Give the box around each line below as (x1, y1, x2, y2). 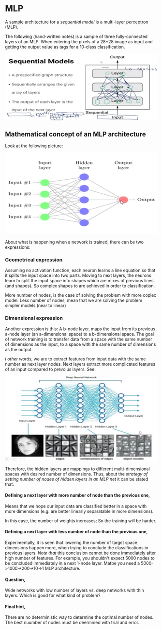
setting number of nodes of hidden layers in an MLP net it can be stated (5, 476, 148, 482)
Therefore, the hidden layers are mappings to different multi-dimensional (5, 466, 150, 472)
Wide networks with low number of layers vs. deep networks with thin (5, 587, 144, 593)
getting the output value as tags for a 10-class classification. (5, 44, 125, 50)
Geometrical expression (5, 256, 63, 263)
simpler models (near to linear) (5, 303, 66, 308)
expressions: (5, 244, 30, 250)
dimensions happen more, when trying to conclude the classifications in (5, 545, 148, 551)
